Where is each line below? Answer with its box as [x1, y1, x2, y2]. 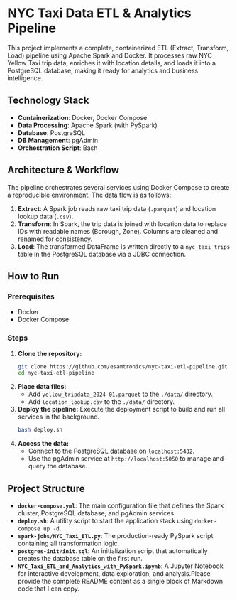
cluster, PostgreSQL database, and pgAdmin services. [17, 508, 176, 517]
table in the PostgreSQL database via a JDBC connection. [17, 250, 187, 258]
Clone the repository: [17, 349, 82, 358]
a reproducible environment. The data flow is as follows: [7, 191, 172, 199]
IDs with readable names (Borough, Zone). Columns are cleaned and [17, 227, 219, 235]
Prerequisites [7, 291, 55, 301]
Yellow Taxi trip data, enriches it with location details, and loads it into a [7, 58, 216, 67]
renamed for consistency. [17, 235, 93, 243]
